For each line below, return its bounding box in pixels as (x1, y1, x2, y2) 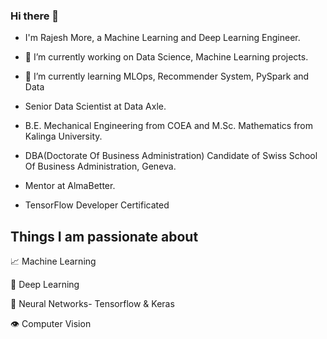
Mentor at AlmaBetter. (24, 180, 116, 192)
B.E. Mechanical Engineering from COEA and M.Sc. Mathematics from (24, 120, 314, 132)
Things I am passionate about (10, 228, 199, 245)
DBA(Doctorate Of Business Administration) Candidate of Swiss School (24, 150, 318, 162)
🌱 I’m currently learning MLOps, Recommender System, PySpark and (24, 70, 310, 83)
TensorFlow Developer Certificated (24, 199, 170, 211)
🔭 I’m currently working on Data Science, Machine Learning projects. (24, 51, 309, 63)
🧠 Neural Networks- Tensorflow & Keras (10, 298, 175, 310)
